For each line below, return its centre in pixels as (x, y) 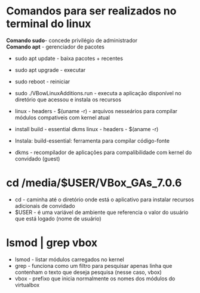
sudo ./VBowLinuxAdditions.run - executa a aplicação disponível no (98, 93)
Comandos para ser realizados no (91, 11)
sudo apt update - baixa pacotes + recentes (69, 58)
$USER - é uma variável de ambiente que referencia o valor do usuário (101, 212)
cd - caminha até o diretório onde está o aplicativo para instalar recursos (104, 200)
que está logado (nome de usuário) (58, 218)
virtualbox (27, 285)
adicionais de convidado (45, 206)
